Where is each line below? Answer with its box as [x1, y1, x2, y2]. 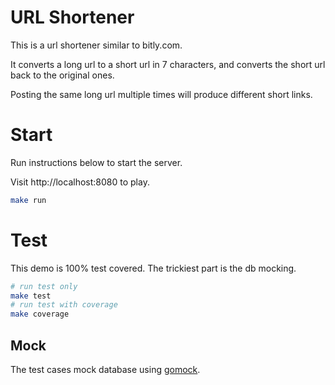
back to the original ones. [10, 69, 115, 81]
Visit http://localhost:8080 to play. [10, 176, 150, 188]
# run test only [10, 281, 78, 291]
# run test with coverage [10, 300, 118, 310]
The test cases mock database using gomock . [10, 364, 201, 375]
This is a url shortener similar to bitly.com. [10, 39, 183, 51]
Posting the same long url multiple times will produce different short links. [10, 88, 313, 100]
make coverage [10, 309, 70, 320]
